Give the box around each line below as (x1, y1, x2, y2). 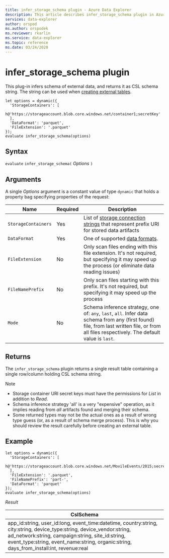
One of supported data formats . (83, 235, 158, 242)
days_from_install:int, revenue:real (8, 544, 89, 551)
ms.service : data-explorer (5, 36, 62, 41)
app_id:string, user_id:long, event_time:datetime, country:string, (8, 519, 158, 526)
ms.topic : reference (5, 40, 49, 45)
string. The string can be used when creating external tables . (5, 89, 132, 95)
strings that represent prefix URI (83, 221, 159, 228)
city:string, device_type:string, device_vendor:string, (8, 526, 131, 533)
